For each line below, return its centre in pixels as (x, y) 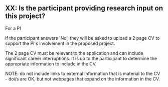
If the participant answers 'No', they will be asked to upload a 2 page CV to (82, 38)
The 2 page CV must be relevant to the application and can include (74, 53)
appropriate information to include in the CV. (51, 64)
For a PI (13, 28)
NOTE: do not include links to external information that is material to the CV (83, 73)
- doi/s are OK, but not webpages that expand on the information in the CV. (83, 79)
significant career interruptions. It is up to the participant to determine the (81, 58)
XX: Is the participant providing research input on (84, 8)
